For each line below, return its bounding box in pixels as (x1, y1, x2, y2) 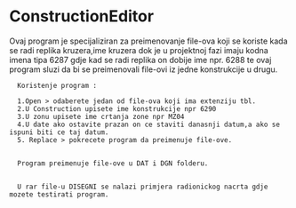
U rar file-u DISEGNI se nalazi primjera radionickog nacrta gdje (17, 182, 268, 191)
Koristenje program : (17, 81, 98, 90)
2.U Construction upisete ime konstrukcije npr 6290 (17, 104, 217, 113)
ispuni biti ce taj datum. (9, 127, 109, 137)
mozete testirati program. (9, 189, 109, 199)
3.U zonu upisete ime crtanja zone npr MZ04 (17, 112, 185, 121)
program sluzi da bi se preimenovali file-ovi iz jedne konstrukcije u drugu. (9, 64, 278, 75)
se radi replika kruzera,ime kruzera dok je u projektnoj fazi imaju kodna (9, 44, 268, 55)
